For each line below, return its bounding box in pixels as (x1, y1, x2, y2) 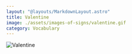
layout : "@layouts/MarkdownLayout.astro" (6, 8, 111, 15)
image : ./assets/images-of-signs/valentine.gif (6, 20, 127, 26)
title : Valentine (6, 14, 49, 20)
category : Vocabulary (6, 25, 60, 31)
